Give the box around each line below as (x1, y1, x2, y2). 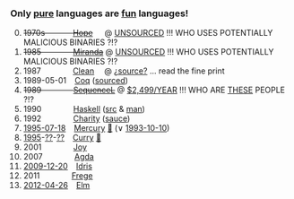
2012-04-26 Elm (22, 180, 91, 191)
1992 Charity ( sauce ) (22, 113, 131, 124)
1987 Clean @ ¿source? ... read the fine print (22, 65, 225, 76)
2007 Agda (22, 151, 95, 162)
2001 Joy (22, 142, 88, 152)
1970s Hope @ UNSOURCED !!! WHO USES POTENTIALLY (22, 28, 273, 39)
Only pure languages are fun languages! (10, 7, 189, 20)
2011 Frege (22, 170, 93, 181)
